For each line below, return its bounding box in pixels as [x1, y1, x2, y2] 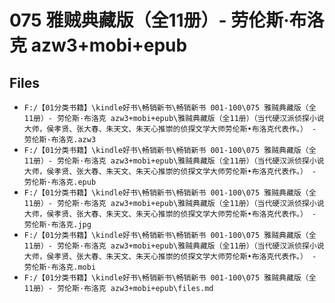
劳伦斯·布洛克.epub [23, 177, 97, 187]
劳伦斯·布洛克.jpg [23, 220, 92, 230]
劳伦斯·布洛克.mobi [23, 262, 97, 272]
